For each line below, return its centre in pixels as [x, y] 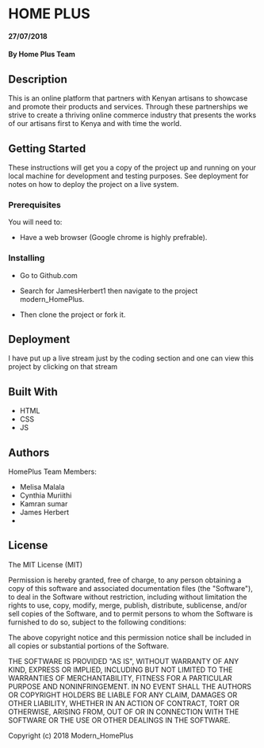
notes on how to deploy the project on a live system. [94, 184]
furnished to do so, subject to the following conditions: [97, 622]
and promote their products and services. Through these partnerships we [128, 107]
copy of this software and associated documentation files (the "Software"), [131, 588]
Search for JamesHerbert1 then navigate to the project [109, 291]
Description [38, 79]
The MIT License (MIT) [46, 564]
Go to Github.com [48, 275]
